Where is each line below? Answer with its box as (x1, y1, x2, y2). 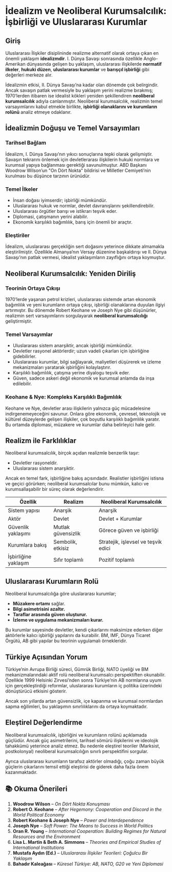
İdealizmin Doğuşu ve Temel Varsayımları (5, 124, 140, 133)
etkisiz (53, 545, 69, 552)
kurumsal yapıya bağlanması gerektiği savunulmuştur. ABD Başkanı (5, 162, 147, 168)
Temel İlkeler (5, 185, 38, 192)
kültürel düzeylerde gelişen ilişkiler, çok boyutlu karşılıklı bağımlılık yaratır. (5, 416, 160, 422)
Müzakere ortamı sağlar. (12, 601, 66, 607)
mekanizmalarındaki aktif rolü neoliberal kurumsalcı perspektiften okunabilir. (5, 672, 166, 678)
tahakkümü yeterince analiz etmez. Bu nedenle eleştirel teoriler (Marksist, (5, 743, 160, 749)
